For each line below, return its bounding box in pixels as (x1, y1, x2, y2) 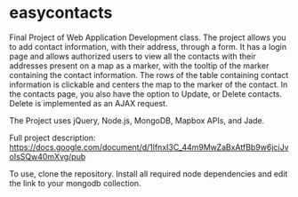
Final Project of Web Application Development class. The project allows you (9, 32, 286, 43)
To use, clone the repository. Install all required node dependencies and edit (9, 168, 288, 179)
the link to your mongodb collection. (9, 177, 141, 188)
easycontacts (9, 3, 113, 23)
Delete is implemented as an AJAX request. (9, 98, 168, 108)
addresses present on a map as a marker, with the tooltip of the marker (9, 60, 270, 71)
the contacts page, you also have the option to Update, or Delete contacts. (9, 88, 283, 99)
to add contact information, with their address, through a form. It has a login (9, 41, 287, 51)
